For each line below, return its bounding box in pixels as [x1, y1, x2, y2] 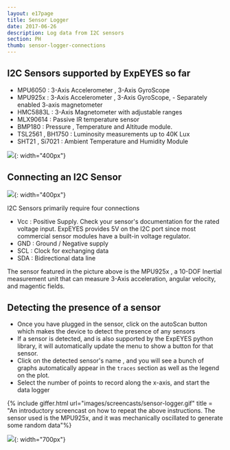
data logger [16, 386, 50, 394]
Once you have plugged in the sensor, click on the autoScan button [16, 320, 207, 328]
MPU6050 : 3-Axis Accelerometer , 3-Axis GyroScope [16, 85, 170, 94]
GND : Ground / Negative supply [16, 239, 108, 247]
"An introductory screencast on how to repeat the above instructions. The [7, 407, 216, 415]
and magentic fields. [7, 282, 65, 290]
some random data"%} [7, 421, 72, 429]
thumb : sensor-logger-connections [7, 42, 106, 49]
